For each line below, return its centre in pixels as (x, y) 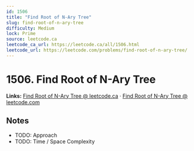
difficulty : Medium (30, 28)
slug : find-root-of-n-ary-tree (45, 23)
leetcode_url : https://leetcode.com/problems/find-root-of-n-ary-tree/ (97, 50)
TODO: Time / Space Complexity (55, 141)
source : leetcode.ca (32, 39)
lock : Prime (21, 34)
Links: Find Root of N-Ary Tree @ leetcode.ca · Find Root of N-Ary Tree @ (97, 96)
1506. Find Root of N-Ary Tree (81, 79)
